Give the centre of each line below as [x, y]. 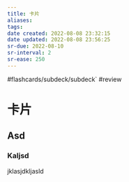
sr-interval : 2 [29, 53]
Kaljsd [18, 156]
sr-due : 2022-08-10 [36, 46]
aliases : [20, 20]
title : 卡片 [23, 14]
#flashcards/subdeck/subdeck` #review [64, 79]
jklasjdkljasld [25, 171]
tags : [15, 27]
